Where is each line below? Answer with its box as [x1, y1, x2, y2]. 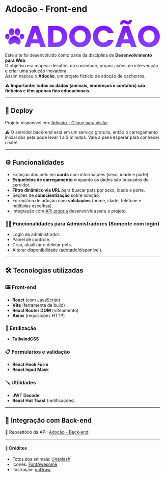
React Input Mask [12, 367, 49, 372]
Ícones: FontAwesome [12, 461, 57, 467]
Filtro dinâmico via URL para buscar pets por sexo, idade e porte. [12, 187, 145, 193]
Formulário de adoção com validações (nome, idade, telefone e [12, 197, 141, 203]
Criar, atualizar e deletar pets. [12, 241, 72, 247]
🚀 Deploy [5, 106, 33, 115]
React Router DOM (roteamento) [12, 307, 79, 313]
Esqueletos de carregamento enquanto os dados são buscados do [12, 177, 149, 183]
